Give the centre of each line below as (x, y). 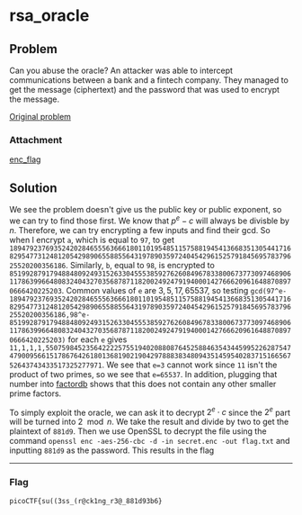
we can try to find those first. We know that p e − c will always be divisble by (150, 220)
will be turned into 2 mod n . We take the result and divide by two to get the (149, 422)
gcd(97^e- (269, 291)
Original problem (40, 117)
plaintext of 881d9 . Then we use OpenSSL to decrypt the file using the (138, 431)
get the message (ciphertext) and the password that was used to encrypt (145, 90)
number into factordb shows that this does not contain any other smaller (143, 384)
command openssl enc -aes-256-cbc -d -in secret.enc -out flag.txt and (150, 441)
